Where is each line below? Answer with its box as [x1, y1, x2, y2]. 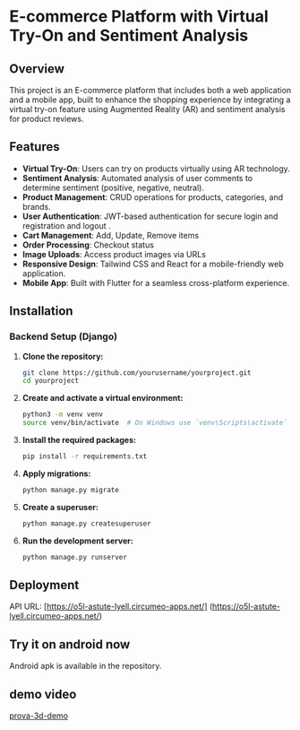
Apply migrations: [21, 468, 91, 479]
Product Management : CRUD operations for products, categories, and [21, 191, 284, 203]
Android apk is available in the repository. [9, 661, 162, 672]
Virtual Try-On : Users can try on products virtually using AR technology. [21, 163, 291, 174]
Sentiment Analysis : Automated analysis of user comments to [21, 172, 253, 183]
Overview [9, 61, 65, 76]
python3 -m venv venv [21, 410, 104, 419]
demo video [9, 686, 77, 701]
